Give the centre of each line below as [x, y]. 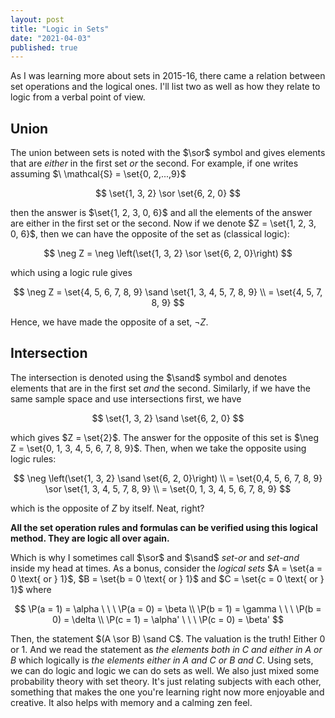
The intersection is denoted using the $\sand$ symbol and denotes [149, 377]
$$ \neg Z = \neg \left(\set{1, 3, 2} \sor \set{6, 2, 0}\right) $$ [168, 253]
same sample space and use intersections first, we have [126, 398]
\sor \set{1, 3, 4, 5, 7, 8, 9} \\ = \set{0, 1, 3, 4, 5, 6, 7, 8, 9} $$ [168, 488]
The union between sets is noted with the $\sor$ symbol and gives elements [168, 153]
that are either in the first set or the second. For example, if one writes [154, 163]
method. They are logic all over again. [90, 538]
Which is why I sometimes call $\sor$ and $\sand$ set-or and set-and [155, 557]
